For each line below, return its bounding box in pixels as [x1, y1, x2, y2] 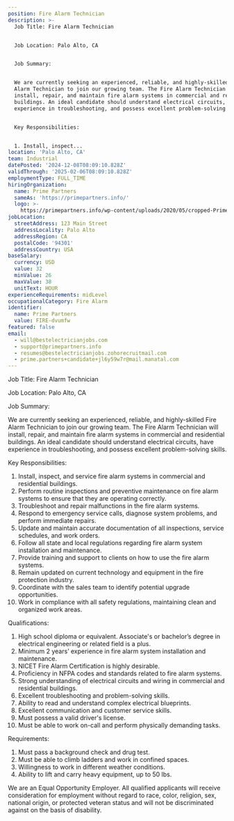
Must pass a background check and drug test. [17, 748, 150, 756]
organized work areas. [17, 605, 83, 613]
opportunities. [17, 591, 58, 599]
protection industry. [17, 576, 75, 584]
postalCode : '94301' [14, 240, 74, 247]
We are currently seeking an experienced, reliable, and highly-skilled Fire [8, 416, 217, 424]
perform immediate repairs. [17, 517, 97, 525]
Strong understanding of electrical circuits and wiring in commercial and [17, 677, 225, 685]
